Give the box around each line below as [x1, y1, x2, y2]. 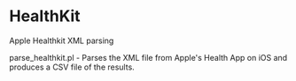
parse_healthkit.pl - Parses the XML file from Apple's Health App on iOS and [9, 52, 288, 63]
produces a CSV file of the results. [9, 62, 135, 72]
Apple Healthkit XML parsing [9, 35, 114, 46]
